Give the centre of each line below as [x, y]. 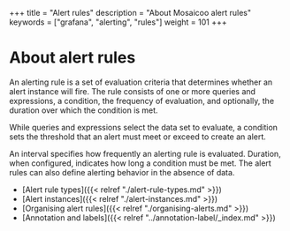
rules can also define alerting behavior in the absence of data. [122, 172]
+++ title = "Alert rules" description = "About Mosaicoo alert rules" [130, 13]
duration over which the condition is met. [84, 110]
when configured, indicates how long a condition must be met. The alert [140, 163]
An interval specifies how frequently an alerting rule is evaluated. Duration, [145, 153]
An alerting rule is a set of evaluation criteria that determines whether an [141, 82]
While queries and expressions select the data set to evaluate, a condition [144, 127]
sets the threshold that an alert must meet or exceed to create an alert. [138, 137]
